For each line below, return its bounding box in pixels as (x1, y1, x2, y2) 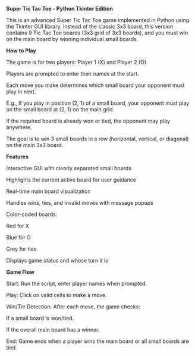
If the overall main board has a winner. (6, 326, 100, 333)
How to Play (6, 47, 37, 54)
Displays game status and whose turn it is (6, 257, 109, 264)
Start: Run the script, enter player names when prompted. (6, 280, 147, 287)
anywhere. (6, 124, 32, 130)
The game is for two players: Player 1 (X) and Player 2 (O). (6, 59, 148, 65)
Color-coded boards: (6, 211, 58, 218)
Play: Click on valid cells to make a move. (6, 292, 107, 298)
